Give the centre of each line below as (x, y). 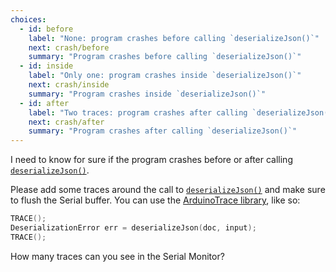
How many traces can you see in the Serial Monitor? (117, 256)
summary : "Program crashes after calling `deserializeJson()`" (163, 131)
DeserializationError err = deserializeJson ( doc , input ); (133, 228)
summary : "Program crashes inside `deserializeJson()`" (147, 94)
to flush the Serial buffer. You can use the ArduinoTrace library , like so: (155, 200)
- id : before (46, 29)
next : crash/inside (69, 85)
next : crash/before (69, 47)
